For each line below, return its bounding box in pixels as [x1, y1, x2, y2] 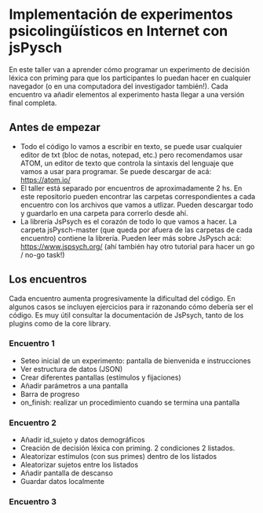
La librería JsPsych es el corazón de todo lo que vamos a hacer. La [20, 216, 237, 226]
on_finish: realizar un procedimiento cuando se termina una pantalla [20, 398, 240, 407]
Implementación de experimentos [9, 5, 234, 24]
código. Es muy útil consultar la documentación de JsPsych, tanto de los [9, 310, 244, 319]
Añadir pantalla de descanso [20, 468, 113, 478]
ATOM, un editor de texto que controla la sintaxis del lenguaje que [20, 158, 234, 168]
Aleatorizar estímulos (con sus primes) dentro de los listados [20, 452, 217, 461]
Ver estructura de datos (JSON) [20, 364, 123, 373]
